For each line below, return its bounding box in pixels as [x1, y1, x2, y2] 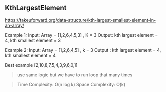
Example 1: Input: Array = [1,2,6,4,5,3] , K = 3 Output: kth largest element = [5, 32, 158, 38]
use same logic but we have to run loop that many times [17, 72, 133, 78]
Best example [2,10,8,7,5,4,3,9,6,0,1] [5, 62, 78, 68]
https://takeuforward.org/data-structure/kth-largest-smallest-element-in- [5, 17, 156, 23]
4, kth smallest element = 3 [5, 37, 61, 43]
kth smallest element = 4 [5, 52, 56, 58]
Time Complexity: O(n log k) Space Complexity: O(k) [17, 81, 126, 87]
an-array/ [5, 22, 24, 28]
